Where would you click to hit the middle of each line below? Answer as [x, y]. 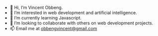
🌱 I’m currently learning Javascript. [46, 18]
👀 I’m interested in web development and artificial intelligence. [74, 13]
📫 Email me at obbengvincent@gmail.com [53, 28]
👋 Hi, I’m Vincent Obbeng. [36, 8]
